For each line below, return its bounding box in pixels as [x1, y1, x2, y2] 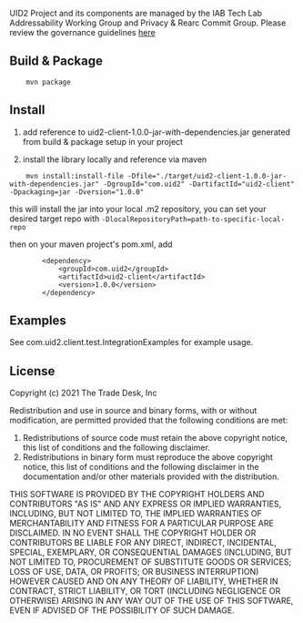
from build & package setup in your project [22, 136, 184, 147]
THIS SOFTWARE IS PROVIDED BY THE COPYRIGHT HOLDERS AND [9, 489, 266, 500]
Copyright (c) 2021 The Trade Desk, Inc [9, 387, 157, 399]
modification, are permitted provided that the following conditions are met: [9, 414, 288, 426]
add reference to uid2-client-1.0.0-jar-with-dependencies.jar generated [22, 127, 291, 138]
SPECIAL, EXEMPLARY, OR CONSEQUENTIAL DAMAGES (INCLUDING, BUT [9, 546, 293, 558]
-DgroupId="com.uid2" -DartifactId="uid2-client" [103, 179, 296, 189]
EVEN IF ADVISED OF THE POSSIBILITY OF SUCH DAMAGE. [9, 605, 235, 616]
